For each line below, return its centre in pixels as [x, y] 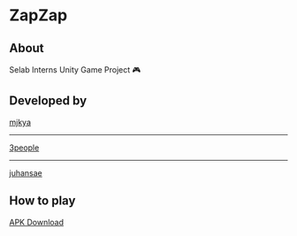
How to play [42, 201]
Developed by [48, 101]
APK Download [37, 222]
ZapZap [38, 15]
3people [24, 148]
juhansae [26, 172]
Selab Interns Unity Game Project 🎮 [75, 70]
